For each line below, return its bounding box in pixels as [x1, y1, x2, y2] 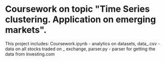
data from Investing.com [5, 51, 55, 57]
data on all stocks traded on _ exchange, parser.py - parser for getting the [5, 46, 156, 52]
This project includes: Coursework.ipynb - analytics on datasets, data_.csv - [5, 40, 161, 46]
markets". [5, 25, 47, 35]
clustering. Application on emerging [5, 14, 156, 25]
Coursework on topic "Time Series [5, 3, 150, 15]
